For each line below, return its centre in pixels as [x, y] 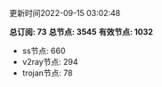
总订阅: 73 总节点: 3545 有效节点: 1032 [81, 32]
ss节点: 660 [44, 51]
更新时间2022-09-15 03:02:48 [65, 13]
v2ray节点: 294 [50, 62]
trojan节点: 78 [47, 73]
